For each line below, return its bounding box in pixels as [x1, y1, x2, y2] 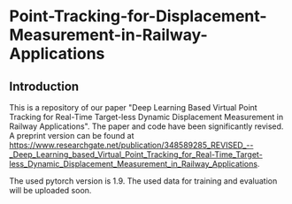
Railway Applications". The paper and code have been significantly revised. [9, 121, 284, 132]
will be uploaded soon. [9, 185, 92, 195]
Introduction [9, 79, 80, 94]
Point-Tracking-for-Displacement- [9, 6, 267, 26]
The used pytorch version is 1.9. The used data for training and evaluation [9, 176, 278, 186]
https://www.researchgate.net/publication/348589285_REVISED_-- [9, 140, 254, 150]
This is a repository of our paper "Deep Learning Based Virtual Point [9, 102, 258, 112]
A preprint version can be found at [9, 131, 134, 140]
